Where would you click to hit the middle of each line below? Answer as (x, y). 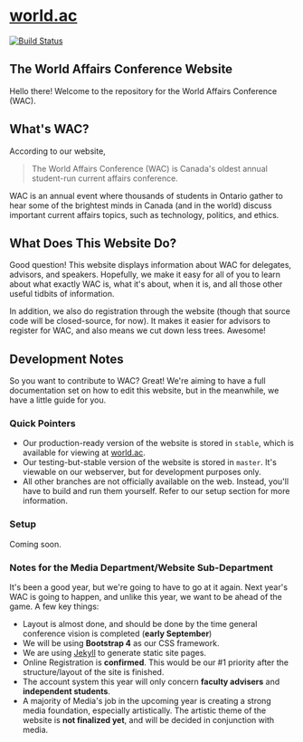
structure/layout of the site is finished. (93, 672)
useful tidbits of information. (62, 294)
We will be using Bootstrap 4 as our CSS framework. (121, 643)
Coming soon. (35, 544)
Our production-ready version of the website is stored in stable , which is (158, 443)
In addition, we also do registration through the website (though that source (150, 311)
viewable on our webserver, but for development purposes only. (142, 472)
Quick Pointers (43, 423)
